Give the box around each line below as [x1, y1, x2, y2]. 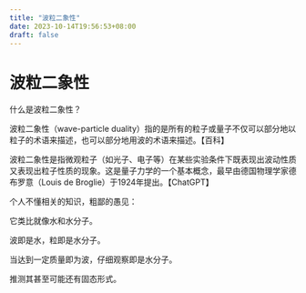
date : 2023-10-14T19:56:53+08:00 [9, 22, 137, 31]
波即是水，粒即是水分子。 [9, 235, 106, 246]
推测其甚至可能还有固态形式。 [9, 274, 121, 285]
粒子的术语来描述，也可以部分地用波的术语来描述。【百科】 [9, 135, 229, 146]
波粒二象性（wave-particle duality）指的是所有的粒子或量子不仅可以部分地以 [9, 124, 297, 135]
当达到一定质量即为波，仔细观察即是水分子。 [9, 254, 178, 265]
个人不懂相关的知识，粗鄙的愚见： [9, 197, 138, 207]
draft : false [9, 30, 59, 39]
